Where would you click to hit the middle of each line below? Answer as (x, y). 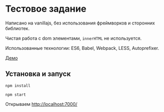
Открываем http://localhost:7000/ (41, 104)
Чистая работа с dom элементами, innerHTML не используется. (73, 38)
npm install (18, 86)
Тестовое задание (46, 9)
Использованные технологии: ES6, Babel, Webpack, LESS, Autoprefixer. (82, 48)
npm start (16, 95)
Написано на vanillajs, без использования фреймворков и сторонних (80, 23)
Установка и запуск (38, 74)
